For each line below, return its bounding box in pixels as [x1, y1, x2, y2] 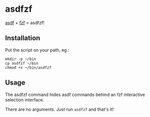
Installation [5, 34, 40, 42]
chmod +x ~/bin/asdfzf [5, 65, 52, 70]
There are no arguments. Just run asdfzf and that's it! [5, 106, 114, 112]
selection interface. [5, 97, 44, 103]
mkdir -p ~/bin [5, 57, 36, 61]
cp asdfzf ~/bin [5, 60, 38, 66]
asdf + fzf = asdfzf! [5, 20, 45, 26]
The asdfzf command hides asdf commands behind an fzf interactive [5, 91, 145, 97]
